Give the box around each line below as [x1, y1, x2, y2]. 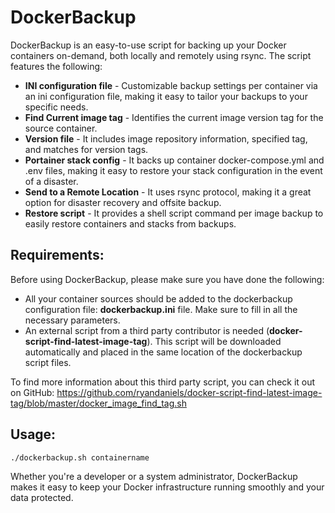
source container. [24, 122, 98, 134]
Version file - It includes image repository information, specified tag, [24, 132, 308, 145]
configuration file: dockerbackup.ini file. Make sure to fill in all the [24, 303, 298, 315]
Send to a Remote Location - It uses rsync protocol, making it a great [24, 186, 312, 198]
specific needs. [24, 101, 89, 113]
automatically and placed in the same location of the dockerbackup [24, 346, 303, 358]
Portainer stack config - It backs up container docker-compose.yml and [24, 154, 325, 166]
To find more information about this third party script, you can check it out [10, 376, 316, 388]
